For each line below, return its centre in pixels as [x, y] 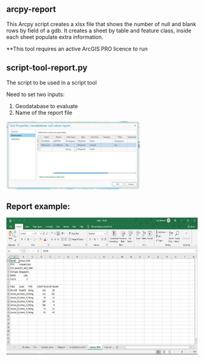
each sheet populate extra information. [55, 37]
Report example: [38, 206]
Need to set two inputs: [36, 94]
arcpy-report [31, 9]
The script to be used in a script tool [52, 82]
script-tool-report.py [47, 68]
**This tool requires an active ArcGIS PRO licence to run [77, 49]
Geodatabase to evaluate [46, 106]
